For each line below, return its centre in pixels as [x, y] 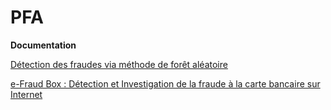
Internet [26, 94]
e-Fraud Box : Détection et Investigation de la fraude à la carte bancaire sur [165, 83]
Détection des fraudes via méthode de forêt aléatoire [119, 64]
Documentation [43, 45]
